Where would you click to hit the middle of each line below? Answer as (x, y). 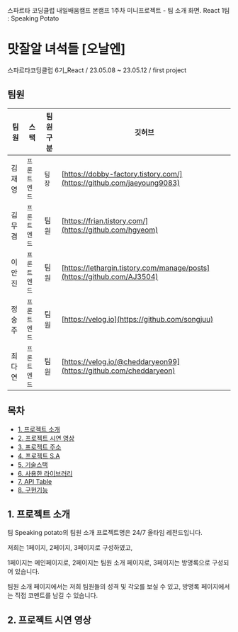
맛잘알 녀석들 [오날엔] (67, 49)
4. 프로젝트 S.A (39, 456)
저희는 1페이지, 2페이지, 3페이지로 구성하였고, (70, 548)
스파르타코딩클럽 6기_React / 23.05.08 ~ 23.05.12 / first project (97, 70)
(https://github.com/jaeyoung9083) (121, 183)
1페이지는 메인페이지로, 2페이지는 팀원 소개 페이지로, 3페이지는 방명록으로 (109, 563)
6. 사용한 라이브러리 (45, 473)
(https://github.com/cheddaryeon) (118, 371)
